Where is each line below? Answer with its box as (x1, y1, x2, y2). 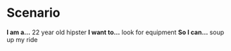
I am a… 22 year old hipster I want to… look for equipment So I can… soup (6, 28, 225, 36)
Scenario (6, 5, 61, 21)
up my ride (6, 35, 38, 43)
